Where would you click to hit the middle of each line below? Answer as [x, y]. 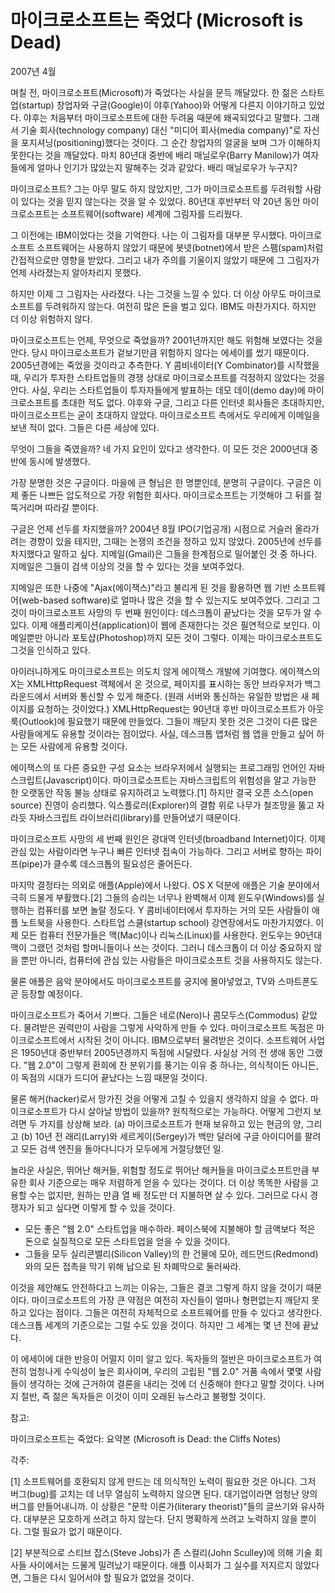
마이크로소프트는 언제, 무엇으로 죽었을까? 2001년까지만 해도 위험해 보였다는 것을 [166, 340]
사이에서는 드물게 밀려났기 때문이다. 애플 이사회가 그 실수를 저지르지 [160, 1565]
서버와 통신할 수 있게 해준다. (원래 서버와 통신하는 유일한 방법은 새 [181, 696]
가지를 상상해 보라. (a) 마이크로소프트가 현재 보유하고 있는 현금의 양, [171, 1123]
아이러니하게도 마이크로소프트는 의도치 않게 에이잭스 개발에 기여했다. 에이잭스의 [165, 671]
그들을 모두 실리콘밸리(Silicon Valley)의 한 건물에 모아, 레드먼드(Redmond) [171, 1253]
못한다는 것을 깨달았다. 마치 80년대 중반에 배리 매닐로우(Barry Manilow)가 [155, 155]
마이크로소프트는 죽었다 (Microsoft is [157, 20]
